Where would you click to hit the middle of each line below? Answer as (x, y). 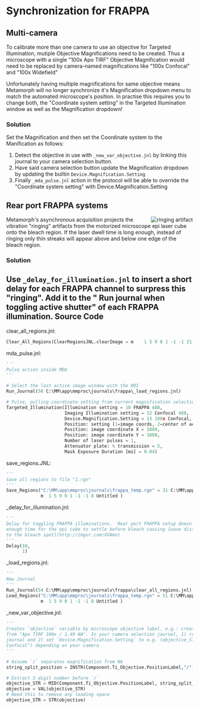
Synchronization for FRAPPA (78, 11)
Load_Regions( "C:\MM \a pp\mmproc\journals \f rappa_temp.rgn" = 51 (87, 596)
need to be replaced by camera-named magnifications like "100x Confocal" (98, 66)
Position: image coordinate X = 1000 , (112, 430)
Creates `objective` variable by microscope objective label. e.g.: (92, 629)
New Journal (21, 579)
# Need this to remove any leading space (58, 695)
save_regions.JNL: (29, 463)
